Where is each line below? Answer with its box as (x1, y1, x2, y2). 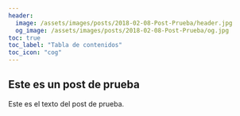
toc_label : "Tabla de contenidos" (8, 41, 123, 49)
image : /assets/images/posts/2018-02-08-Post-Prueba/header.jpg (15, 19, 233, 27)
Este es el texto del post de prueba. (8, 99, 125, 108)
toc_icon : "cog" (8, 48, 62, 56)
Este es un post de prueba (8, 78, 141, 91)
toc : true (8, 33, 41, 42)
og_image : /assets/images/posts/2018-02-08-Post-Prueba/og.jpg (15, 26, 229, 34)
